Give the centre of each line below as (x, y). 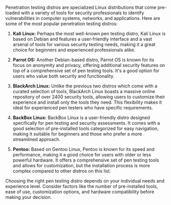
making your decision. (29, 197)
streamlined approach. (36, 139)
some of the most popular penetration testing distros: (61, 24)
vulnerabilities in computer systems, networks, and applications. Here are (83, 18)
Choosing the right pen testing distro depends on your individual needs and (85, 181)
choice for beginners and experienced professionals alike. (74, 50)
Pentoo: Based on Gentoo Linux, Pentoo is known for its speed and (83, 149)
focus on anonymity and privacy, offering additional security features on (89, 65)
